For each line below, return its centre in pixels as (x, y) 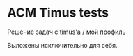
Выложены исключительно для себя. (62, 45)
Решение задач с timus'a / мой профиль (66, 32)
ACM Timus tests (58, 13)
